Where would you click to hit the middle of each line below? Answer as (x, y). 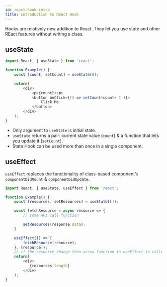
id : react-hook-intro (28, 10)
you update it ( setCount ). (38, 141)
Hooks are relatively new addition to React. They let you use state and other (83, 28)
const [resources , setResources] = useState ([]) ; (67, 202)
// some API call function (51, 215)
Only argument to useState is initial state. (54, 130)
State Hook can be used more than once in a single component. (78, 146)
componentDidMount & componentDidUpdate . (47, 179)
